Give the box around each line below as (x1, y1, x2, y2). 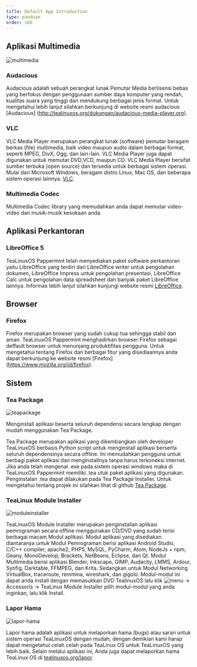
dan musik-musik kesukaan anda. (21, 209, 102, 216)
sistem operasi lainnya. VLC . (6, 175, 75, 182)
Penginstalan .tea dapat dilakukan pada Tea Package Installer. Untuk (6, 476, 172, 483)
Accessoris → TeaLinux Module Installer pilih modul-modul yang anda (6, 583, 175, 590)
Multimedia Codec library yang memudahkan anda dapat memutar (6, 203, 167, 210)
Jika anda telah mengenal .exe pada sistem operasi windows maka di (6, 463, 173, 470)
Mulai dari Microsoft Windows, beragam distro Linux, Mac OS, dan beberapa (6, 168, 191, 176)
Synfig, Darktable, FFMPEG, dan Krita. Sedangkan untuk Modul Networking (6, 564, 188, 572)
